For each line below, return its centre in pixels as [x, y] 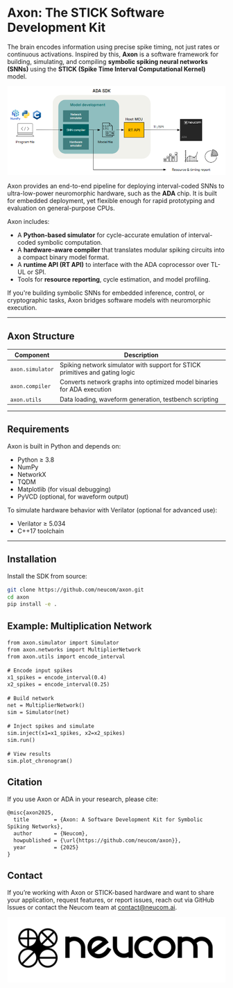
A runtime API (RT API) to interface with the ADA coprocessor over [113, 265]
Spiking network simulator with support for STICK [130, 365]
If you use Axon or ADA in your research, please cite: [83, 799]
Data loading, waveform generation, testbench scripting [139, 399]
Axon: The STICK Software [86, 13]
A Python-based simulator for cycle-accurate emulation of [102, 235]
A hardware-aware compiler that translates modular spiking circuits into [121, 250]
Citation [25, 783]
